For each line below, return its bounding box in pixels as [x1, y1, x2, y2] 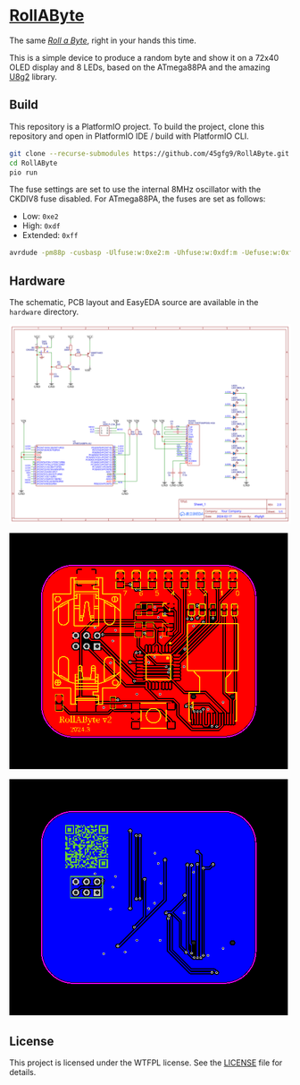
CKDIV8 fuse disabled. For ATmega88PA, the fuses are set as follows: [9, 193, 266, 204]
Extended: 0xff [21, 230, 79, 241]
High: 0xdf [21, 220, 61, 231]
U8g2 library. [9, 71, 58, 81]
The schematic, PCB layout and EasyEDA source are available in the [9, 297, 259, 308]
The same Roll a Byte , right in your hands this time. [9, 35, 196, 46]
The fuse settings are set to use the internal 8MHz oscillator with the [9, 184, 262, 195]
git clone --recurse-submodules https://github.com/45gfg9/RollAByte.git [9, 149, 290, 158]
